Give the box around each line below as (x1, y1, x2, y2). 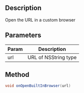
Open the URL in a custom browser (5, 17, 76, 23)
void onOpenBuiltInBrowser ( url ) (5, 83, 71, 89)
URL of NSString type (27, 54, 77, 61)
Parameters (5, 31, 42, 40)
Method (5, 70, 30, 79)
